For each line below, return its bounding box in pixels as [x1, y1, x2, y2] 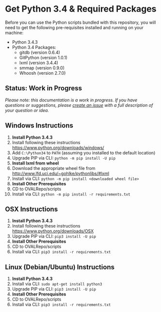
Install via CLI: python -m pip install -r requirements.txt [12, 191, 130, 197]
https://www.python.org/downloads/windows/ [12, 145, 104, 150]
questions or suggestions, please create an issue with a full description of [5, 102, 153, 108]
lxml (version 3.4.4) [19, 60, 58, 66]
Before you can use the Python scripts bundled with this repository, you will [5, 19, 156, 25]
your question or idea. [5, 107, 49, 113]
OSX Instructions [5, 205, 58, 213]
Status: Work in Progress [5, 84, 82, 93]
